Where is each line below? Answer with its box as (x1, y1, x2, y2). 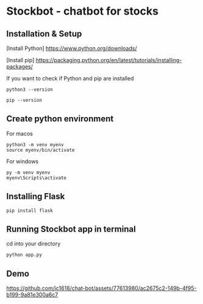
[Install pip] (6, 57, 35, 63)
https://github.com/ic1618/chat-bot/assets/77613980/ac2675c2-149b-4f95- (6, 285, 197, 292)
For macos (6, 130, 34, 137)
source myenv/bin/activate (6, 147, 75, 153)
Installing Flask (6, 191, 65, 202)
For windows (6, 157, 38, 165)
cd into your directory (6, 240, 61, 247)
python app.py (6, 252, 43, 258)
